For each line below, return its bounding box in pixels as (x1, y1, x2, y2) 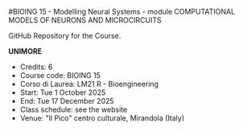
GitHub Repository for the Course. (8, 31, 121, 40)
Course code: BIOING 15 (19, 71, 101, 80)
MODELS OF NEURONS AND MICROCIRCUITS (8, 15, 163, 25)
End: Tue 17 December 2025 (19, 96, 114, 105)
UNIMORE (8, 47, 43, 55)
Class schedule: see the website (19, 104, 128, 114)
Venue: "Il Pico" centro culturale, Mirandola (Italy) (19, 113, 185, 123)
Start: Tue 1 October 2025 (19, 88, 106, 97)
